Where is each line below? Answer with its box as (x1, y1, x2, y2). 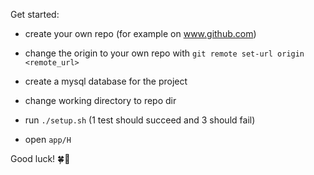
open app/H (24, 134, 72, 145)
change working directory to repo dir (24, 95, 177, 106)
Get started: (10, 9, 60, 20)
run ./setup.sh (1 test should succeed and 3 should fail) (24, 114, 256, 126)
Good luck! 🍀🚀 (10, 153, 71, 164)
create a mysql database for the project (24, 75, 188, 87)
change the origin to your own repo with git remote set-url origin (24, 47, 305, 59)
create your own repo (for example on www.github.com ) (24, 28, 257, 39)
